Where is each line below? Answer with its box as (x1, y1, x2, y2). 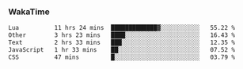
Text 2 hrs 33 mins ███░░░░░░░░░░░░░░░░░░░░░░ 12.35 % (8, 38, 236, 47)
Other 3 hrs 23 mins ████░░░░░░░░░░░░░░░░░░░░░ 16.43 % (8, 31, 236, 39)
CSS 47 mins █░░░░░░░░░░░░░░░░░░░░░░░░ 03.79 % (8, 53, 236, 61)
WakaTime (8, 6, 50, 17)
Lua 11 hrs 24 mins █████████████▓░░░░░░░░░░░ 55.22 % (8, 24, 236, 32)
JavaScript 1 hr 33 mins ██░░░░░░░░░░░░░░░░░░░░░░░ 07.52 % (8, 45, 236, 53)
